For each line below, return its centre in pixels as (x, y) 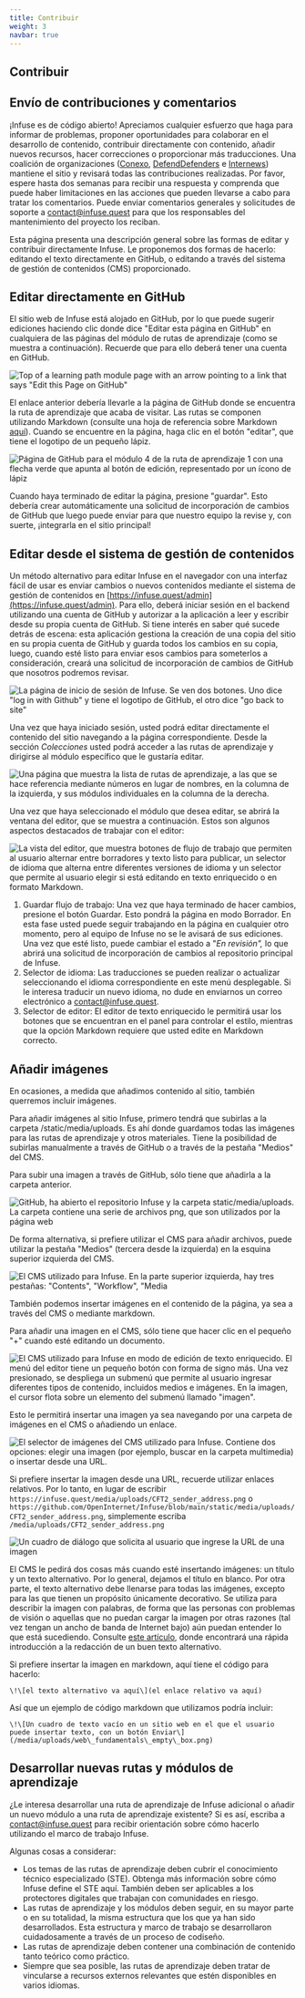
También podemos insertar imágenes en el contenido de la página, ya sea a (151, 1304)
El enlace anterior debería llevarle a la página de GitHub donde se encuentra (152, 403)
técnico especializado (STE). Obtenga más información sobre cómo (149, 1879)
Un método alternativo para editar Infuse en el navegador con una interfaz (149, 576)
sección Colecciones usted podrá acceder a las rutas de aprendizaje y (142, 747)
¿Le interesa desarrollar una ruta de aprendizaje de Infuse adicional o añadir (152, 1804)
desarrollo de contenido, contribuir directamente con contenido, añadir (142, 144)
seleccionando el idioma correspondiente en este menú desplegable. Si (157, 982)
